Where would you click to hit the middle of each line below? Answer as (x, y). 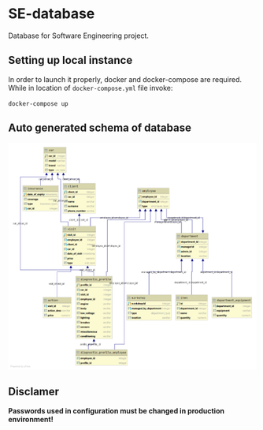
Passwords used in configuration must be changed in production (116, 410)
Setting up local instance (70, 60)
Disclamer (34, 392)
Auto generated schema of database (100, 128)
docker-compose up (38, 103)
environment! (31, 419)
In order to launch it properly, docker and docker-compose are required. (125, 79)
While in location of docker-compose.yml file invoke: (91, 88)
